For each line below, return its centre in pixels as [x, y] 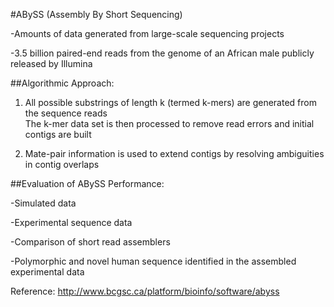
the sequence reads [66, 113]
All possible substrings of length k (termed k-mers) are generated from [170, 102]
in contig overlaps [62, 164]
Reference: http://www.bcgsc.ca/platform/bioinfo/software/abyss [145, 291]
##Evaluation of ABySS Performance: [87, 183]
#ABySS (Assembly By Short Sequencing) [96, 14]
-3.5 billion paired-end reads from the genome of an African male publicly [162, 53]
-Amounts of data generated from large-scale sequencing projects [147, 33]
